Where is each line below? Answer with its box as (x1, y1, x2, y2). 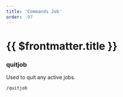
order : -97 (6, 14, 33, 20)
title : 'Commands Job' (6, 8, 62, 15)
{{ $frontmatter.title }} (6, 39, 118, 53)
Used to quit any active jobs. (6, 73, 76, 81)
